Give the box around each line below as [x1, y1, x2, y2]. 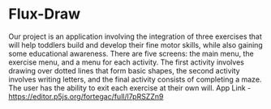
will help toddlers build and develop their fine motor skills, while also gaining [8, 40, 264, 49]
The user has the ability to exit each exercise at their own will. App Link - [8, 82, 252, 93]
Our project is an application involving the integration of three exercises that [8, 31, 262, 41]
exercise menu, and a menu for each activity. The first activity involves [8, 57, 245, 67]
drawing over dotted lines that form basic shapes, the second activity [8, 65, 241, 75]
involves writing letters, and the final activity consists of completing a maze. [8, 74, 262, 84]
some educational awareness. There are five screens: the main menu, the [8, 48, 254, 58]
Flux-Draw [8, 5, 81, 23]
